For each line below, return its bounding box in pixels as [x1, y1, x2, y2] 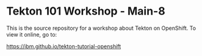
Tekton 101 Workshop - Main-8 [6, 4, 166, 18]
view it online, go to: [6, 30, 57, 38]
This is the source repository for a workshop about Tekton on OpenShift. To [6, 24, 197, 32]
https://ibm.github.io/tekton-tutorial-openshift [6, 43, 121, 50]
